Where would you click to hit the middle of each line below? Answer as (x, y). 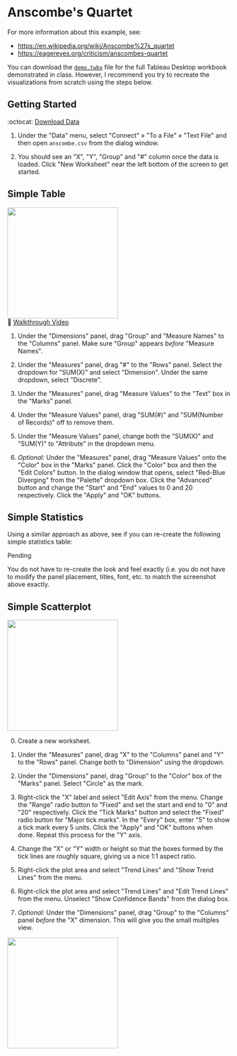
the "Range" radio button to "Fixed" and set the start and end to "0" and (122, 805)
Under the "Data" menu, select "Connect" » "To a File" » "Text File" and (122, 135)
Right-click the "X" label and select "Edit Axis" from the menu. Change (120, 797)
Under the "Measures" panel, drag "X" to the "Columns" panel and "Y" (121, 755)
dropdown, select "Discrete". (59, 380)
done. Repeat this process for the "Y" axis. (80, 835)
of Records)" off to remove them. (66, 422)
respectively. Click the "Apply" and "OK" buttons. (89, 495)
